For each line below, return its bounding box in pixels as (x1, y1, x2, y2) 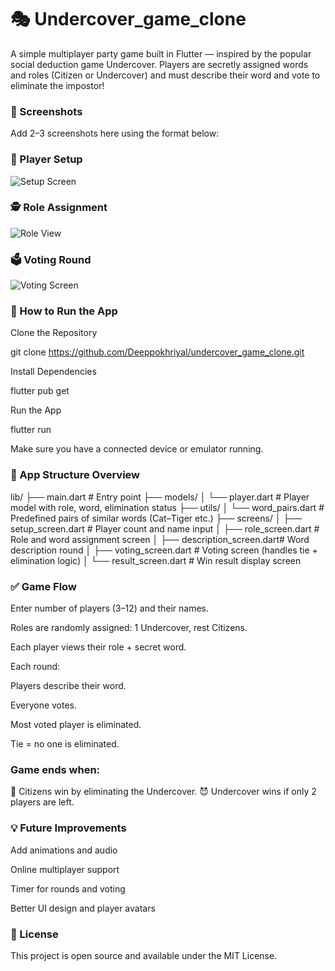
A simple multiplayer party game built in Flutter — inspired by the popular (10, 47, 312, 60)
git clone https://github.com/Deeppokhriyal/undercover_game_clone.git (10, 346, 305, 358)
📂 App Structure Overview (10, 468, 141, 482)
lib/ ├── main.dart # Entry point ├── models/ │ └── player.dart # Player (10, 491, 310, 503)
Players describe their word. (10, 680, 127, 692)
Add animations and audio (10, 844, 118, 856)
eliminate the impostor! (10, 79, 105, 91)
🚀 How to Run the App (10, 304, 118, 318)
